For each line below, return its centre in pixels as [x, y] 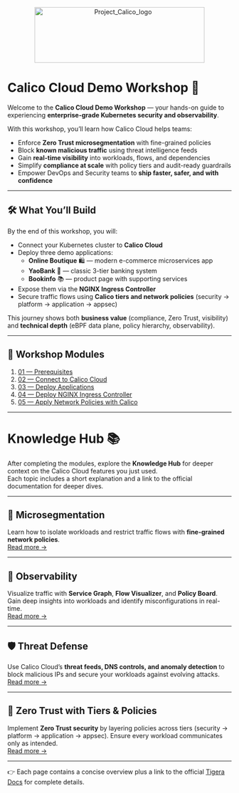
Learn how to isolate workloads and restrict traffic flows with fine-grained [116, 532]
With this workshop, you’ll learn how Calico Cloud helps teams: [100, 129]
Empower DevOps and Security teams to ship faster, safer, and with [118, 173]
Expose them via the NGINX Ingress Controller [87, 289]
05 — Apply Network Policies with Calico [78, 401]
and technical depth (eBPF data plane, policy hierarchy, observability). [111, 325]
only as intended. [33, 743]
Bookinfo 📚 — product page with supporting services [108, 278]
